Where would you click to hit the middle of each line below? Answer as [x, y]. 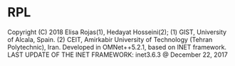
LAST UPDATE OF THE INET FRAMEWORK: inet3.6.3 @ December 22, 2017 [117, 55]
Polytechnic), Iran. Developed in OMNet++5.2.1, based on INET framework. [117, 47]
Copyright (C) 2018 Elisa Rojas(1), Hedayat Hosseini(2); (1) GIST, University [117, 32]
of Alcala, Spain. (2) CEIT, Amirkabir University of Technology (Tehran [110, 39]
